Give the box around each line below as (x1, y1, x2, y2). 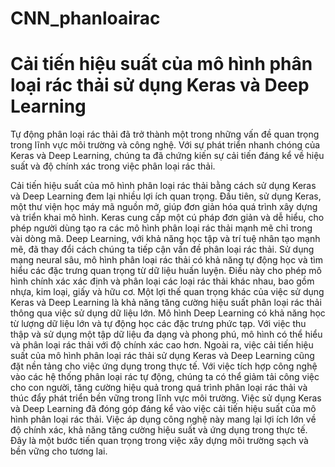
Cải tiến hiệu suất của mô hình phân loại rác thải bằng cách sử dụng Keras (10, 180, 317, 192)
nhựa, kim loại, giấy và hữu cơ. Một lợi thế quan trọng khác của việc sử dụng (10, 286, 325, 298)
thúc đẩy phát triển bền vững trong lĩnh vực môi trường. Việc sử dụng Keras (10, 392, 322, 404)
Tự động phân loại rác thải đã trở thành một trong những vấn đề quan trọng (10, 128, 320, 141)
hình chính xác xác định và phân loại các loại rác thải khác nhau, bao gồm (10, 275, 315, 287)
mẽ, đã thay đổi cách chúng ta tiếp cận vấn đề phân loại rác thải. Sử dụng (10, 243, 315, 256)
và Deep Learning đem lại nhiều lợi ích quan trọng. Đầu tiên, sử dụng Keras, (10, 190, 322, 202)
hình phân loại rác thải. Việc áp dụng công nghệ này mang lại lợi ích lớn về (10, 413, 317, 426)
